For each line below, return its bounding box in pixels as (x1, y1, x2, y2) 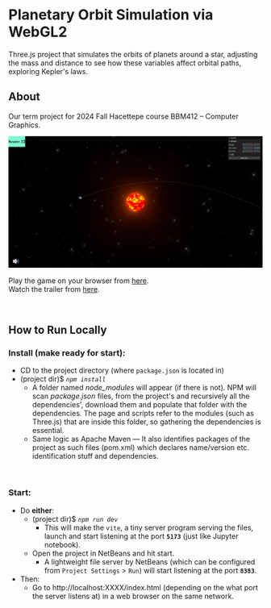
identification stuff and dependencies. (31, 452, 159, 461)
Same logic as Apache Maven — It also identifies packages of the (31, 434, 251, 444)
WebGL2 (8, 23, 68, 41)
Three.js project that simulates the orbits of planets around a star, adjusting (8, 49, 258, 59)
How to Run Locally (8, 323, 107, 336)
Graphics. (8, 119, 41, 130)
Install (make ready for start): (8, 347, 126, 358)
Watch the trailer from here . (8, 284, 100, 294)
